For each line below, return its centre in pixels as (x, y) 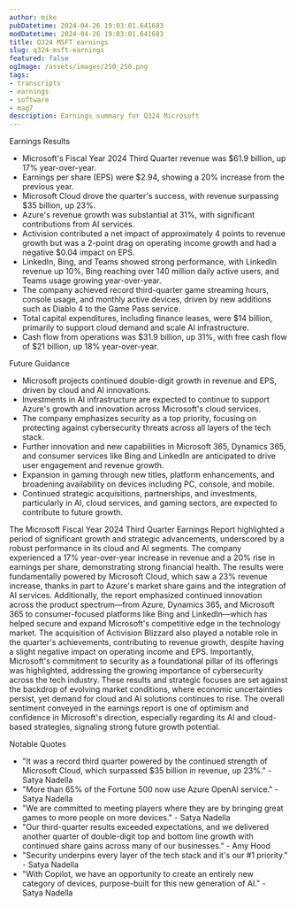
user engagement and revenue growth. (93, 465)
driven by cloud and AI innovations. (86, 390)
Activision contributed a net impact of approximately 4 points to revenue (153, 234)
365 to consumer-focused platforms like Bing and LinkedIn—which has (138, 614)
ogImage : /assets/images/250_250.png (79, 67)
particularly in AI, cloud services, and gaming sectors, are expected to (150, 503)
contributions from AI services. (78, 224)
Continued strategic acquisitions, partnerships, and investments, (140, 494)
